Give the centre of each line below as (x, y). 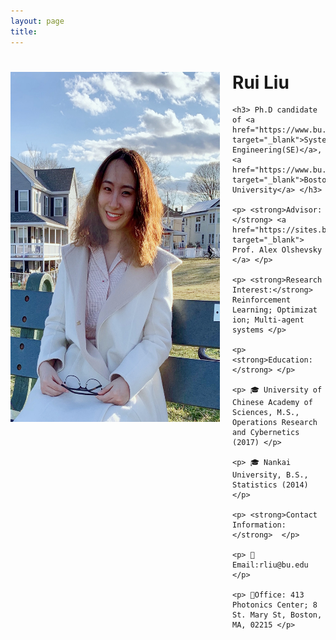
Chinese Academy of (272, 403)
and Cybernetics (266, 433)
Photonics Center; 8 (275, 605)
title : (24, 31)
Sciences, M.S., (266, 413)
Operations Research (275, 423)
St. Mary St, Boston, (277, 615)
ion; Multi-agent (268, 320)
